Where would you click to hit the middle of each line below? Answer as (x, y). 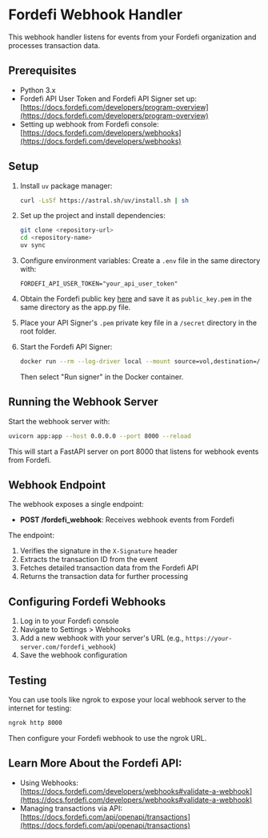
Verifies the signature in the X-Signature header (98, 551)
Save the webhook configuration (74, 655)
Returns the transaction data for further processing (104, 577)
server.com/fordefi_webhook (66, 647)
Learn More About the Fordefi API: (95, 763)
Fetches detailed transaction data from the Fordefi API (109, 568)
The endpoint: (31, 536)
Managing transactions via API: (71, 808)
